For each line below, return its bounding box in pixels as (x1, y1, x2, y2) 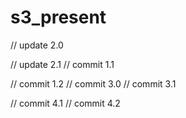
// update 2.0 (10, 39, 64, 51)
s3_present (10, 6, 107, 29)
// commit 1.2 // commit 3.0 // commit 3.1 (10, 77, 177, 90)
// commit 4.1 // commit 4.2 (10, 97, 121, 109)
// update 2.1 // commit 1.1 (10, 58, 115, 70)
